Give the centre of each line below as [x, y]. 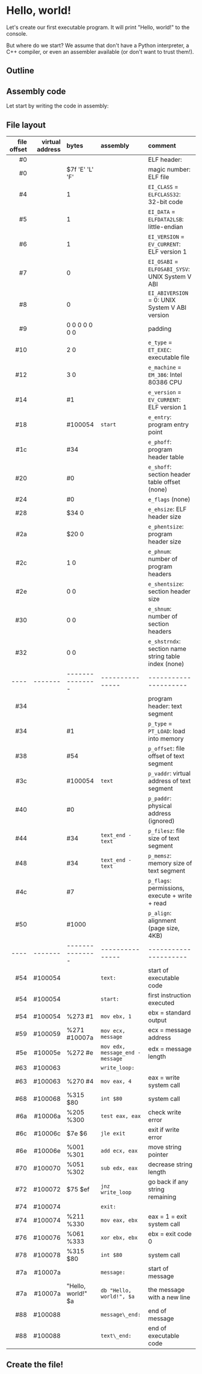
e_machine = [165, 367]
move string [165, 1147]
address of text [170, 781]
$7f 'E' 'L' [80, 169]
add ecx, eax [119, 1151]
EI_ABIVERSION [168, 293]
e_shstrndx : [164, 641]
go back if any [168, 1181]
